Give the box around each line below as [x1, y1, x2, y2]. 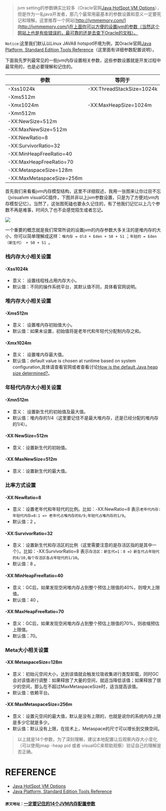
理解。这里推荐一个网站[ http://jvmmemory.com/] [26, 17, 126, 23]
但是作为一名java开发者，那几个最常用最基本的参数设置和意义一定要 [17, 11, 157, 17]
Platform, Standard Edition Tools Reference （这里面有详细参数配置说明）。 [5, 47, 157, 52]
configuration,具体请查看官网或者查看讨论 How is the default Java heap [12, 364, 158, 370]
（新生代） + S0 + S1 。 [5, 239, 53, 245]
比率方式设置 [5, 482, 36, 489]
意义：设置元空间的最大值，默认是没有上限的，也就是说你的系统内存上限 [12, 713, 161, 719]
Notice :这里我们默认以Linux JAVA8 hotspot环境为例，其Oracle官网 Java [5, 40, 152, 46]
